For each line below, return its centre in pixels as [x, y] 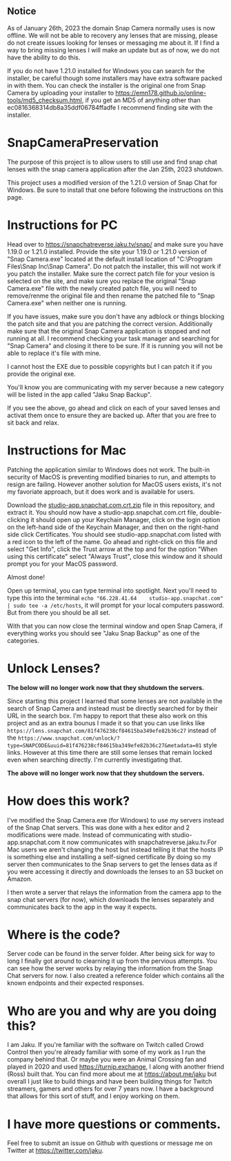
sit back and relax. [33, 422]
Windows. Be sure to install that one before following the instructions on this [115, 190]
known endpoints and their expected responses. [76, 983]
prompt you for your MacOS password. [63, 564]
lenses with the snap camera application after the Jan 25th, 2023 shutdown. [115, 169]
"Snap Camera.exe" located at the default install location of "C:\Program [110, 259]
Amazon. [20, 879]
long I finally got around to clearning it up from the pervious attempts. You [112, 961]
